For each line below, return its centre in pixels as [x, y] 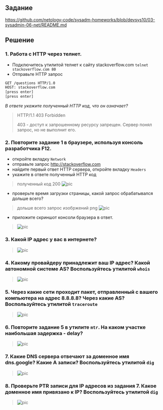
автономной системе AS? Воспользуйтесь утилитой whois [78, 268]
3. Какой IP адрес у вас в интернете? [51, 239]
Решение [20, 40]
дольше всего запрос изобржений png [57, 208]
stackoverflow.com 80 [34, 69]
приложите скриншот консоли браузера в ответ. [63, 217]
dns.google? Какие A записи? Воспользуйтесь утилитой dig [80, 363]
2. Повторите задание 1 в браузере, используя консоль [74, 142]
